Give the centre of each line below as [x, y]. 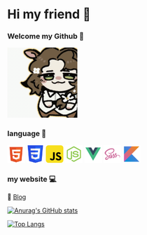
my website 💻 [32, 179]
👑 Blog [17, 197]
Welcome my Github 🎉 [45, 36]
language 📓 [27, 134]
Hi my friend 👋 [49, 14]
